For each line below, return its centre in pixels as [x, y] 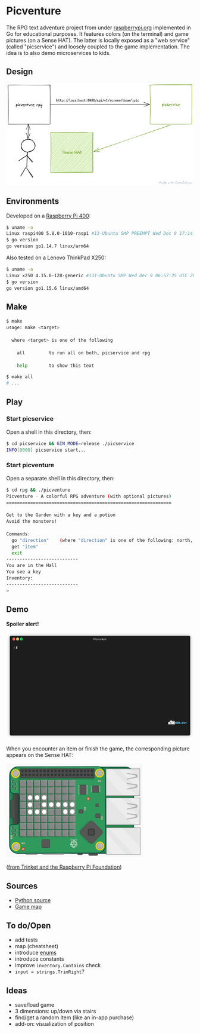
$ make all [20, 377]
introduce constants [39, 959]
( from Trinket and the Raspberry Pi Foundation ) [64, 867]
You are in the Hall [32, 566]
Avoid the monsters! [32, 522]
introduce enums [35, 953]
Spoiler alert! [23, 624]
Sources [22, 886]
